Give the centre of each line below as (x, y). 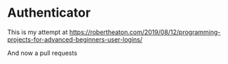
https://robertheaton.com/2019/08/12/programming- (145, 32)
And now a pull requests (42, 53)
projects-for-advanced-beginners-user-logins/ (75, 39)
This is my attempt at (38, 32)
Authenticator (49, 13)
